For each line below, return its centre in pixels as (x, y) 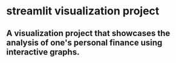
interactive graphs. (43, 52)
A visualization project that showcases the (88, 33)
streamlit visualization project (83, 11)
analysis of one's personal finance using (84, 42)
